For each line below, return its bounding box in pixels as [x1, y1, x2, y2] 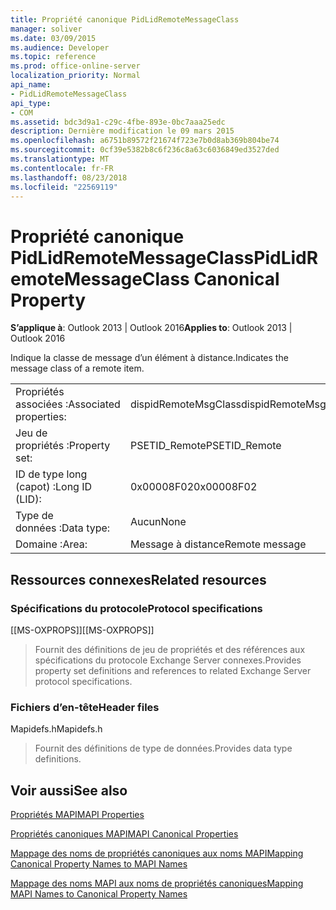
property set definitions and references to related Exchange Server [34, 665, 312, 676]
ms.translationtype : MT [10, 154, 110, 164]
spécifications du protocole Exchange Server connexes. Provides [34, 654, 302, 666]
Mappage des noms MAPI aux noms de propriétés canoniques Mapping [10, 877, 304, 890]
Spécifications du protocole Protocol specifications [10, 601, 263, 615]
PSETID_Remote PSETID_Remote [129, 439, 282, 453]
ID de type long [15, 467, 88, 481]
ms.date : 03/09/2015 [10, 33, 97, 43]
